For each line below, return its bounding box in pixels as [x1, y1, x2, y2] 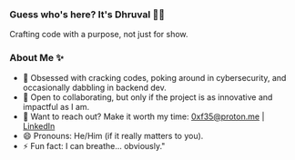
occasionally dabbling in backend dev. [22, 82, 167, 93]
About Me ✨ [9, 52, 64, 65]
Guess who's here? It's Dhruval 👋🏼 [9, 8, 166, 21]
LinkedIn [22, 120, 56, 131]
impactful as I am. [22, 101, 90, 112]
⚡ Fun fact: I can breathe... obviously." [22, 140, 166, 151]
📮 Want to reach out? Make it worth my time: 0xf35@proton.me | [22, 111, 265, 122]
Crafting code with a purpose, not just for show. [9, 29, 188, 40]
